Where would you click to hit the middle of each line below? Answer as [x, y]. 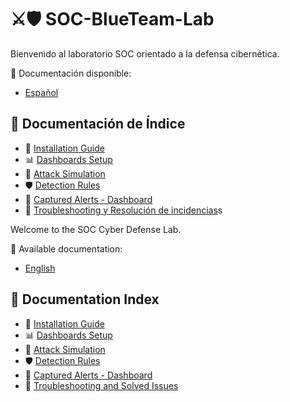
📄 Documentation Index [85, 299]
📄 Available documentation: [66, 248]
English [40, 268]
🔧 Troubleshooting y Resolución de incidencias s [123, 210]
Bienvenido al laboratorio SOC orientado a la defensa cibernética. [145, 53]
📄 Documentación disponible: [71, 73]
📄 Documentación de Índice [98, 124]
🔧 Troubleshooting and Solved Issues [101, 385]
